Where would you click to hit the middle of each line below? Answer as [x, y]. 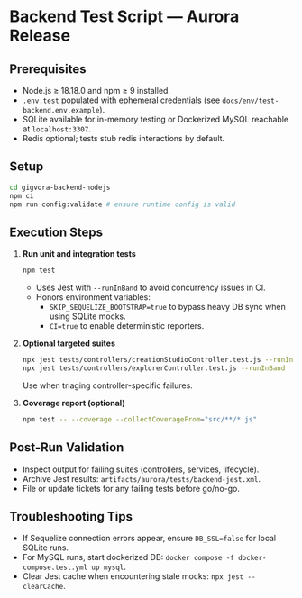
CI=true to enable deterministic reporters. [127, 326]
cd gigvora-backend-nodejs [60, 187]
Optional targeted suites [69, 343]
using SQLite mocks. [87, 316]
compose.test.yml [55, 568]
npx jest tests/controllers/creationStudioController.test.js [142, 360]
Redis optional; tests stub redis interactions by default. [124, 138]
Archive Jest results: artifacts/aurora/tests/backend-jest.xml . [142, 478]
